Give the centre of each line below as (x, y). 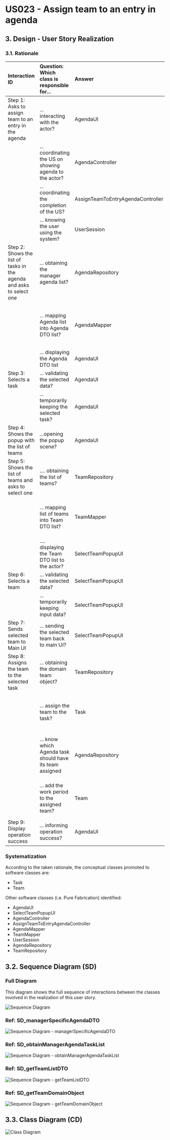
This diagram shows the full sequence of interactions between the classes (83, 992)
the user (50, 226)
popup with (21, 440)
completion (53, 205)
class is (49, 79)
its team (49, 765)
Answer (84, 79)
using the (51, 233)
